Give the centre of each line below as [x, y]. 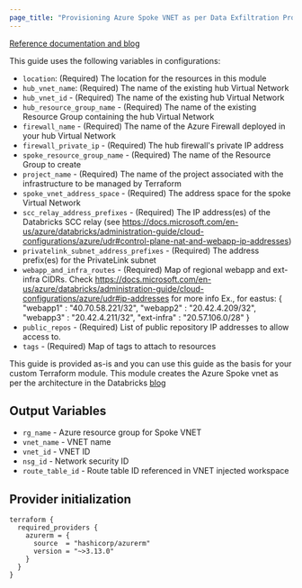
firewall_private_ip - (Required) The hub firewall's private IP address [153, 145]
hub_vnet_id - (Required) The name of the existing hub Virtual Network [153, 97]
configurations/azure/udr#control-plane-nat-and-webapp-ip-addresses [155, 240]
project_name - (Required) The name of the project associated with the [153, 174]
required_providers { [58, 528]
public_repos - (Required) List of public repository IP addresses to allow [155, 327]
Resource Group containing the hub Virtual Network [118, 116]
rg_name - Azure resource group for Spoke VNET [112, 432]
